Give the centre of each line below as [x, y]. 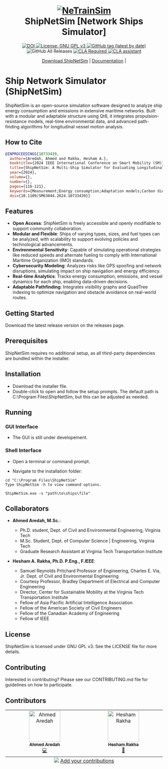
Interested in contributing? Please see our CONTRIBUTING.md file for [77, 680]
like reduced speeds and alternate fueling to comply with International [84, 255]
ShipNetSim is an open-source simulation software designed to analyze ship [84, 105]
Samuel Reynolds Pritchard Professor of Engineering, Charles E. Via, [90, 571]
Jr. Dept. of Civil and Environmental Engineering [69, 576]
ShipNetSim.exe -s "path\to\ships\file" [48, 493]
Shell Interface [23, 451]
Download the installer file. [40, 386]
